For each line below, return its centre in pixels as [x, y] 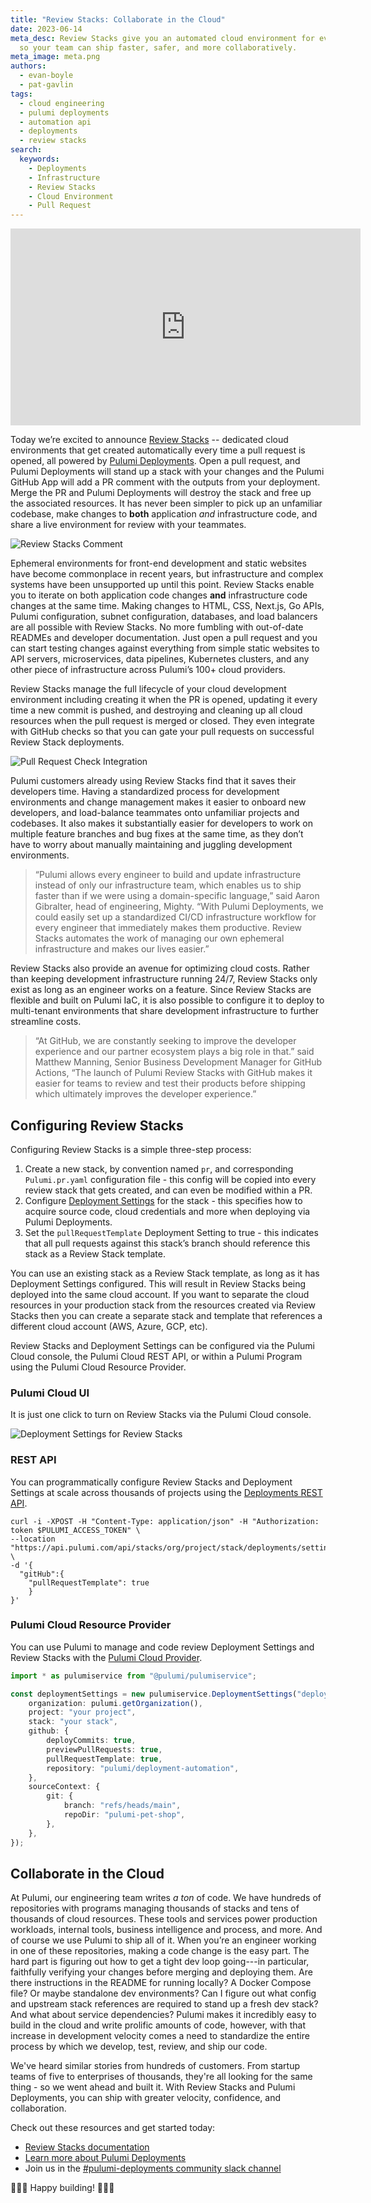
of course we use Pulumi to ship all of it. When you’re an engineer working [163, 1940]
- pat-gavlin [46, 85]
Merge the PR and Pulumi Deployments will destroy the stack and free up [161, 493]
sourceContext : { [64, 1787]
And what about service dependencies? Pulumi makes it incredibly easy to [163, 2015]
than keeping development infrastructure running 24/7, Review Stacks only [164, 979]
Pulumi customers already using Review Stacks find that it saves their [153, 781]
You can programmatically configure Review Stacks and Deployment [151, 1482]
